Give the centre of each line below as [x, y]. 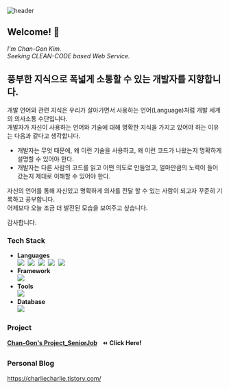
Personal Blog [31, 364]
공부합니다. [40, 199]
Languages [33, 255]
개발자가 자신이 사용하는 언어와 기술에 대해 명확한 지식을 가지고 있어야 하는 [107, 127]
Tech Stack [26, 240]
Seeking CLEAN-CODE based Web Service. [69, 56]
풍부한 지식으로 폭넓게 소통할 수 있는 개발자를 [97, 79]
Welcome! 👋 [33, 32]
